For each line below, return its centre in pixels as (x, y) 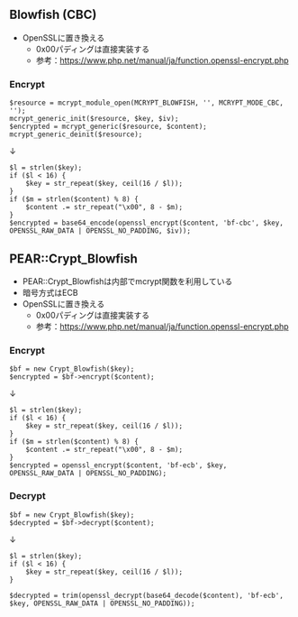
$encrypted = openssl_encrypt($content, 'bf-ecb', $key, (118, 465)
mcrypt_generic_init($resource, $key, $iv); (94, 119)
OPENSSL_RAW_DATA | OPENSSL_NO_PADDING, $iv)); (100, 231)
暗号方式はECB (50, 292)
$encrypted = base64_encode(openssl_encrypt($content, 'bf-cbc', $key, (146, 223)
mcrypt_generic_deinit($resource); (76, 134)
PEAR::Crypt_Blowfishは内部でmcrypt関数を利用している (127, 281)
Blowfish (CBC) (53, 15)
